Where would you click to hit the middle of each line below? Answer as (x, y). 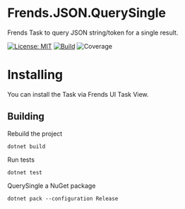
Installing (35, 75)
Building (26, 117)
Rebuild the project (35, 133)
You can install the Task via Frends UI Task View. (78, 94)
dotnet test (25, 172)
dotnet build (26, 146)
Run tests (21, 160)
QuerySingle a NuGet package (52, 186)
